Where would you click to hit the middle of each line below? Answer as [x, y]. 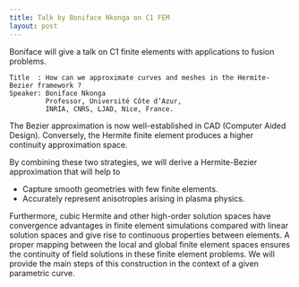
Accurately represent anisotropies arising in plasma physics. [133, 198]
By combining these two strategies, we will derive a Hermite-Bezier [133, 161]
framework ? [60, 85]
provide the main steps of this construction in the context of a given [134, 263]
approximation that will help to [65, 171]
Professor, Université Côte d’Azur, [113, 101]
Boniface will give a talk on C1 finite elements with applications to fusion [142, 51]
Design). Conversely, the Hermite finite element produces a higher [131, 135]
